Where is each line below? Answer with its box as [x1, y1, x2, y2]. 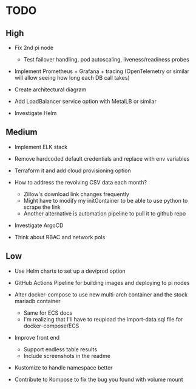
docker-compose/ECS [23, 322, 79, 329]
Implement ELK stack [14, 143, 68, 150]
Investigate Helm [14, 110, 57, 116]
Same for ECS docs [23, 309, 73, 317]
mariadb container [14, 297, 61, 304]
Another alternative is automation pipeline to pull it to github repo [23, 209, 186, 217]
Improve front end [14, 334, 60, 341]
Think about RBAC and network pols [14, 233, 106, 240]
